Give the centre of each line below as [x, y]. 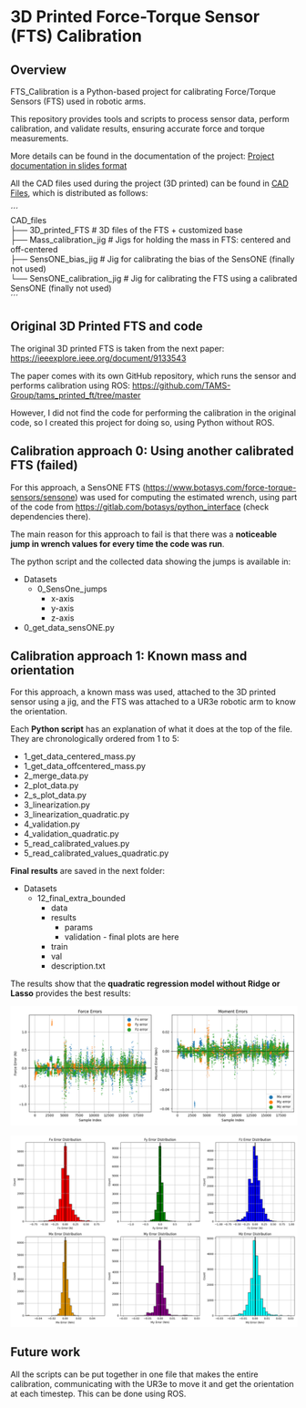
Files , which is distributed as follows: [79, 193]
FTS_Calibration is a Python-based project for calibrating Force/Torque [143, 92]
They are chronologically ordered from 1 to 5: [95, 739]
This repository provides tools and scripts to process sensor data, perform [150, 119]
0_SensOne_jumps [72, 589]
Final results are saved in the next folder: [88, 871]
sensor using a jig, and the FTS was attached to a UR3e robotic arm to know [153, 702]
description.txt [78, 966]
